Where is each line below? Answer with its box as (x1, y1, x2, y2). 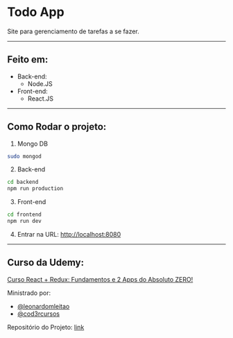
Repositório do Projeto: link (7, 323, 85, 331)
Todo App (7, 4, 64, 20)
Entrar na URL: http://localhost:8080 (17, 230, 121, 238)
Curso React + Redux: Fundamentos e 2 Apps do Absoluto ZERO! (7, 275, 193, 283)
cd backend (7, 178, 39, 186)
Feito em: (7, 53, 49, 66)
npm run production (7, 185, 64, 192)
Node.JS (27, 79, 53, 87)
